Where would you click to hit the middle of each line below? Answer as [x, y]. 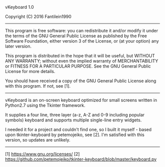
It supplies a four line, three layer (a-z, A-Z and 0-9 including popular [75, 115]
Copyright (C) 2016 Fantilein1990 [38, 16]
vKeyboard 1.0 [20, 7]
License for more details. [30, 71]
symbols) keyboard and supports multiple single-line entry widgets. [73, 120]
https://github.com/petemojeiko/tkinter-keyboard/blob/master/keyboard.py [81, 159]
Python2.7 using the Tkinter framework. [45, 105]
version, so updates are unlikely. [38, 140]
